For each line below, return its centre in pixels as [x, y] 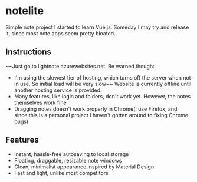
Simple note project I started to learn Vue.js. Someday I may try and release [97, 27]
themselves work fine [40, 102]
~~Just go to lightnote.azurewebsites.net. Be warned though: [80, 66]
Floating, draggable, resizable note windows [68, 160]
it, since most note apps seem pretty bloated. [60, 33]
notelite [25, 11]
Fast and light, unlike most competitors [61, 173]
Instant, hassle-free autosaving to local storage [71, 154]
